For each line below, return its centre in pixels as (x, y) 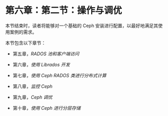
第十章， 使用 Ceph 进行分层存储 (47, 108)
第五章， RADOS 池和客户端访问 (46, 54)
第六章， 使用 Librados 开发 (41, 64)
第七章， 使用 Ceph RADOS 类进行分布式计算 (59, 75)
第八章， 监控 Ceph (33, 86)
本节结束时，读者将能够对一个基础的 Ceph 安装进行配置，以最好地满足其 (82, 26)
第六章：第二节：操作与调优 (64, 10)
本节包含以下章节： (26, 43)
